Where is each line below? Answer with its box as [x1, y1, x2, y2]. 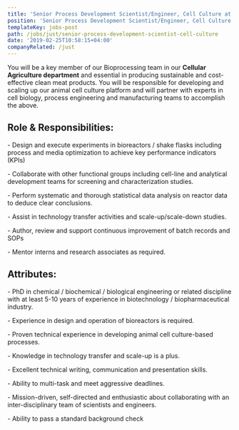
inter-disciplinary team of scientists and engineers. [7, 400, 157, 409]
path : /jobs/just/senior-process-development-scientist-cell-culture [7, 30, 219, 38]
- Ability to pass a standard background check [7, 414, 144, 423]
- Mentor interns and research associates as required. [7, 247, 166, 256]
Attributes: [7, 268, 57, 280]
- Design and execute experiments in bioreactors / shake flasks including [7, 140, 223, 149]
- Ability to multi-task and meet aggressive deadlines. [7, 379, 166, 387]
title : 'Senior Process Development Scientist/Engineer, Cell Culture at [7, 10, 232, 18]
